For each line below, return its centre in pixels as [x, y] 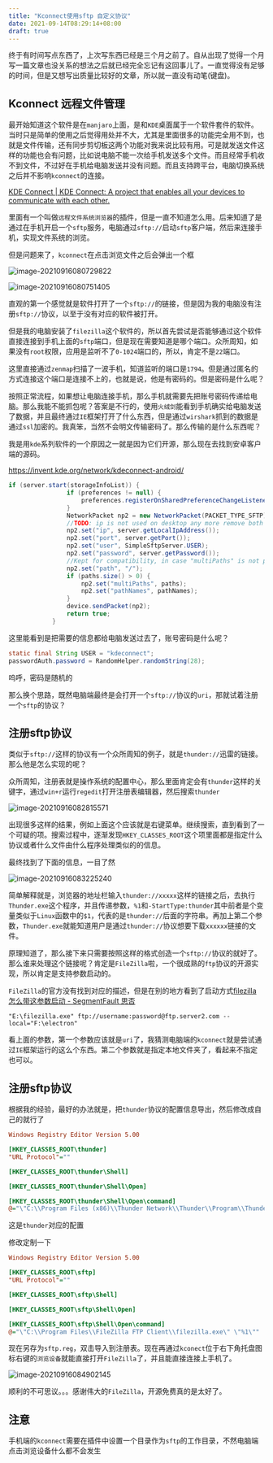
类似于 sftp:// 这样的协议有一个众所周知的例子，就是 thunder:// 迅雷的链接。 [135, 754]
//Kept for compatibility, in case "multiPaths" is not [163, 561]
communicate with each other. [59, 201]
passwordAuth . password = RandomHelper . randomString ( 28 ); [107, 661]
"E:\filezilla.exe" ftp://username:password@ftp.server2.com [114, 1017]
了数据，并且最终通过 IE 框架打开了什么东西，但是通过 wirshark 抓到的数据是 [133, 416]
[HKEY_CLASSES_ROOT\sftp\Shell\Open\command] [87, 1324]
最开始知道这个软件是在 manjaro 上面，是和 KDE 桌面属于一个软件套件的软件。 [133, 125]
